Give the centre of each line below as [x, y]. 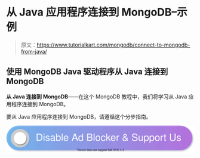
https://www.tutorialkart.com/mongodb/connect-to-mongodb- [113, 45]
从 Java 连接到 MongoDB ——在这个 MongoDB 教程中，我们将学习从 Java [97, 97]
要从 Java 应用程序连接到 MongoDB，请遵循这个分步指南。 [79, 116]
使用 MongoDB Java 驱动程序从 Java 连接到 [87, 72]
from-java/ [34, 51]
